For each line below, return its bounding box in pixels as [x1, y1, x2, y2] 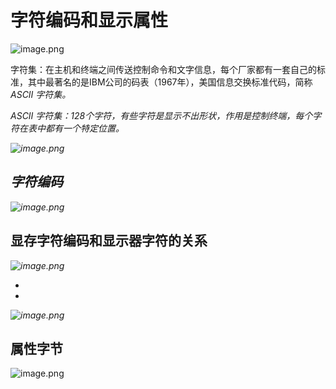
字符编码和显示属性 [10, 9, 169, 32]
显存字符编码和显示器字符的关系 [10, 232, 208, 250]
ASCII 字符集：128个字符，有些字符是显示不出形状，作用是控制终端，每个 [10, 109, 313, 121]
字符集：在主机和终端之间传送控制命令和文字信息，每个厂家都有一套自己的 [10, 63, 317, 75]
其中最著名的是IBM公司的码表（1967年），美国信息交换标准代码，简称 [27, 76, 313, 88]
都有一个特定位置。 [44, 122, 125, 134]
